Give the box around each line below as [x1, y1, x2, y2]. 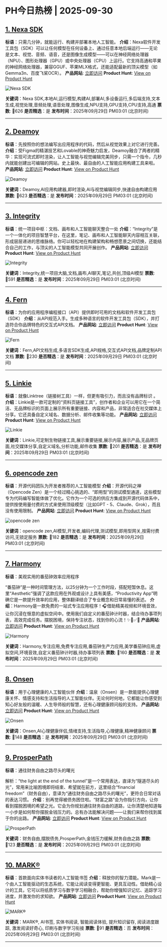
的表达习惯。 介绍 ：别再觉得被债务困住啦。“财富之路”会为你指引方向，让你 [5, 796, 159, 802]
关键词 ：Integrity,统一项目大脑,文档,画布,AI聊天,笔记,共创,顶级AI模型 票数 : [5, 270, 155, 276]
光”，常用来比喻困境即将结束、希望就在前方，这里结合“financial [5, 784, 135, 790]
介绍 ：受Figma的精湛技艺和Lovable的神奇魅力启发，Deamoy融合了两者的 [5, 147, 156, 153]
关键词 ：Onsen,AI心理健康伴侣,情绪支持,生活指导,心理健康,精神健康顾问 [5, 728, 151, 734]
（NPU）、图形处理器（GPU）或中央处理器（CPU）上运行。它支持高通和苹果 [5, 58, 162, 63]
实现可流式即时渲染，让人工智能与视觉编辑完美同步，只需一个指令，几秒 [13, 153, 162, 160]
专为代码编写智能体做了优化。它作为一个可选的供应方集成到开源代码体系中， [5, 495, 162, 501]
